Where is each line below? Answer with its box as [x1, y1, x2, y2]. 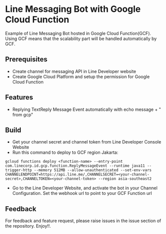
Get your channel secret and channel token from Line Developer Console [12, 139, 162, 145]
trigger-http [5, 168, 32, 173]
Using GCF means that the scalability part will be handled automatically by [5, 36, 157, 42]
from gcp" [12, 111, 34, 117]
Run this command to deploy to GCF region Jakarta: [12, 149, 118, 155]
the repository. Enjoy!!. [5, 223, 51, 229]
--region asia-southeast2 [98, 177, 152, 182]
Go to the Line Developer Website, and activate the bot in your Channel [12, 185, 158, 191]
